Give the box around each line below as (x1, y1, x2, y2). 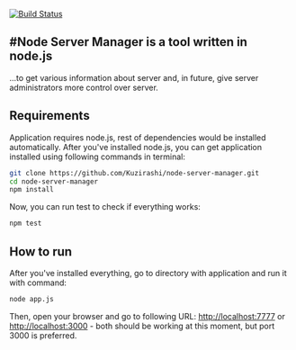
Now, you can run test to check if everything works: (9, 202, 201, 212)
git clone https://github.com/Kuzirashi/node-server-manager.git (9, 168, 259, 177)
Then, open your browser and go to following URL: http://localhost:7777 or (9, 310, 285, 321)
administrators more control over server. (9, 82, 159, 93)
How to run (9, 244, 73, 259)
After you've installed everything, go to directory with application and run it (9, 267, 287, 278)
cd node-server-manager (9, 176, 99, 186)
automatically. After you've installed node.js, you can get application (9, 141, 263, 152)
